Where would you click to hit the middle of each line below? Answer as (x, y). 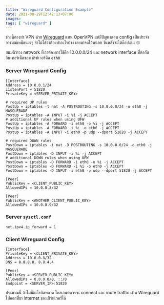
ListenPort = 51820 (25, 89)
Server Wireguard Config (36, 71)
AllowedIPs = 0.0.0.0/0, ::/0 (36, 279)
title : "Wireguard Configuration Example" (49, 10)
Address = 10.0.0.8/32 (29, 258)
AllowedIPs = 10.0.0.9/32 (32, 205)
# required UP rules (27, 102)
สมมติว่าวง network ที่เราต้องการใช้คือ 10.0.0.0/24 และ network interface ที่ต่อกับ (77, 52)
